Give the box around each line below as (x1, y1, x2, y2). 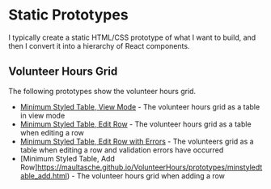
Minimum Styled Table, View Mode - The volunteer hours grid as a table (19, 101, 260, 111)
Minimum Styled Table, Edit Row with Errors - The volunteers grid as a (19, 136, 254, 146)
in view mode (19, 110, 66, 120)
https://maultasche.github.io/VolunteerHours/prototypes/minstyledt (37, 162, 263, 172)
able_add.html (19, 170, 67, 180)
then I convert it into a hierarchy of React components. (8, 41, 190, 50)
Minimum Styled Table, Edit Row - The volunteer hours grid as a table (19, 119, 252, 129)
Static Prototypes (8, 6, 129, 24)
